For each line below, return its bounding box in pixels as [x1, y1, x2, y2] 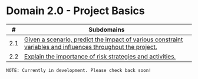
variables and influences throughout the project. [24, 42, 157, 51]
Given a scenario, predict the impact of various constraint [24, 35, 183, 44]
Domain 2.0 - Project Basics [6, 4, 146, 18]
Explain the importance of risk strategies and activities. [24, 52, 176, 60]
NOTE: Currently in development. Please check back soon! [6, 67, 151, 73]
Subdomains [88, 25, 125, 34]
